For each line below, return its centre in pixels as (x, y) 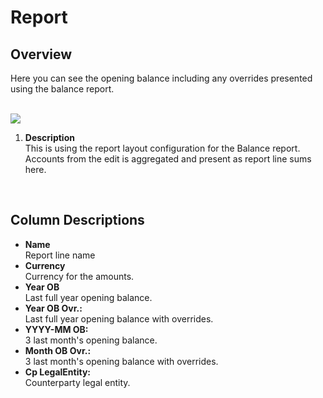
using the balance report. (62, 89)
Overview (41, 54)
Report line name (60, 255)
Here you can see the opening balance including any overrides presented (161, 78)
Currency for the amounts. (79, 276)
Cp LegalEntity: (57, 372)
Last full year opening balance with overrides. (119, 318)
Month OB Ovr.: (58, 350)
